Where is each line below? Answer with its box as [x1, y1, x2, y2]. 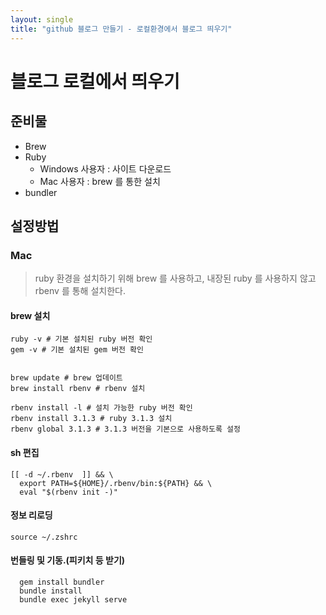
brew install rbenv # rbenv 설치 [10, 384, 146, 394]
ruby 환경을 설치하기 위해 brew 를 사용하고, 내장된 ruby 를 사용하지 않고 [34, 272, 317, 285]
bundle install [19, 586, 83, 596]
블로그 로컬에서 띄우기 [10, 70, 180, 93]
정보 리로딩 [10, 509, 53, 521]
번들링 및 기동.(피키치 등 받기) [10, 554, 126, 566]
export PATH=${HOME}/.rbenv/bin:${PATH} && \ [19, 478, 213, 488]
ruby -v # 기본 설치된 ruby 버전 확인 [10, 334, 153, 345]
